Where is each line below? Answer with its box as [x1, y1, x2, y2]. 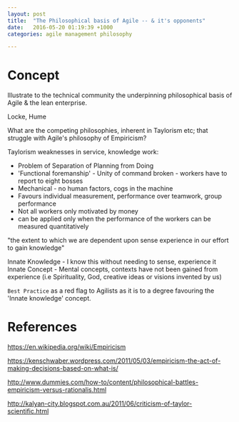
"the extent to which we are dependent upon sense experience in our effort [7, 236, 230, 245]
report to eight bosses [17, 176, 83, 186]
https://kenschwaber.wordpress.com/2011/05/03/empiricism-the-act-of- [7, 356, 221, 365]
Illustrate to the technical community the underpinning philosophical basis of [7, 91, 233, 100]
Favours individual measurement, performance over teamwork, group [17, 192, 223, 201]
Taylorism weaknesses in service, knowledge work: [7, 148, 159, 156]
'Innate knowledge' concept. [7, 294, 91, 303]
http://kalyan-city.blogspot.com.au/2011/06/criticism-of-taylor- [7, 399, 193, 408]
